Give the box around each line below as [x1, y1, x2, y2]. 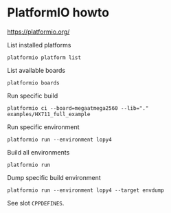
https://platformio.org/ [7, 27, 70, 36]
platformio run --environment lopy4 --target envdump [7, 187, 165, 194]
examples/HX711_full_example [7, 111, 91, 117]
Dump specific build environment [7, 173, 101, 181]
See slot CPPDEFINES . [7, 199, 65, 207]
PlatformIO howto [7, 5, 110, 21]
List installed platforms [7, 41, 71, 49]
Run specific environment [7, 122, 80, 131]
